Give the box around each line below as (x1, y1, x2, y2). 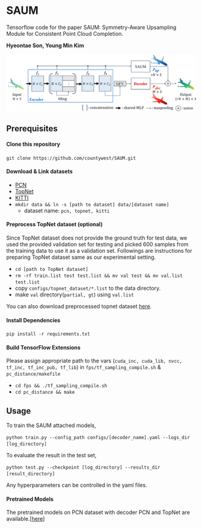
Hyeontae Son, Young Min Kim (6, 42, 84, 49)
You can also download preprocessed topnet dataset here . (6, 303, 152, 310)
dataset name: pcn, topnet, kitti (24, 207, 110, 214)
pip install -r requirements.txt (6, 331, 90, 337)
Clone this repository (6, 140, 60, 148)
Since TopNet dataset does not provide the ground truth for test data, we (6, 234, 188, 241)
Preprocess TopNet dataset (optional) (6, 221, 103, 228)
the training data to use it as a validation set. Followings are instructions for (6, 247, 193, 254)
